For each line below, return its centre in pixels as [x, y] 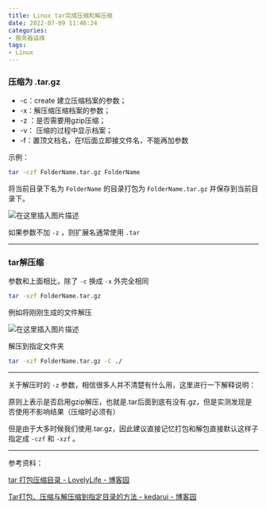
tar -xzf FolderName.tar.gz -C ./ [66, 361]
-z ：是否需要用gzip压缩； [63, 121]
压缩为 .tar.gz [35, 82]
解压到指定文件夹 [36, 346]
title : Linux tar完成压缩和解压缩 [60, 16]
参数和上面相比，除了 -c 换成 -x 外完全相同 [79, 281]
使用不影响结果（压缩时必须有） [67, 412]
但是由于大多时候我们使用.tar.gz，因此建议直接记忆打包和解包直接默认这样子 [133, 429]
